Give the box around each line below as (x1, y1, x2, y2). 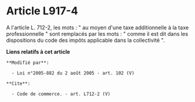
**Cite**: (6, 81, 31, 86)
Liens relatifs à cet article (6, 48, 70, 55)
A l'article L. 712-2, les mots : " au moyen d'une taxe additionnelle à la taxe (6, 24, 189, 31)
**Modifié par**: (6, 60, 49, 66)
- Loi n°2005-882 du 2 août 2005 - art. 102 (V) (11, 70, 135, 76)
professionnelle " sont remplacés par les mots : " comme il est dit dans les (6, 30, 188, 37)
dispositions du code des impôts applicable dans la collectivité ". (6, 36, 165, 44)
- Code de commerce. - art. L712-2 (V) (11, 91, 111, 97)
